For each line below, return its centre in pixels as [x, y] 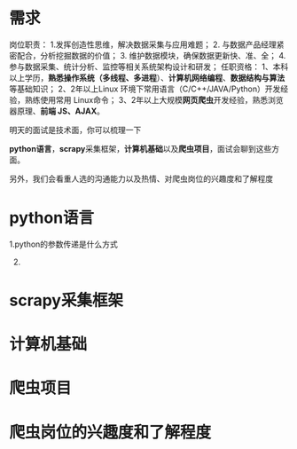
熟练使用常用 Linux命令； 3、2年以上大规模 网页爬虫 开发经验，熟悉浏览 [154, 99]
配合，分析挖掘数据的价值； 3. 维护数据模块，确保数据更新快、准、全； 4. [151, 55]
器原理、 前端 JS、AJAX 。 [57, 111]
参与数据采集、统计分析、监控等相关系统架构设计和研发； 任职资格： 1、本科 [149, 67]
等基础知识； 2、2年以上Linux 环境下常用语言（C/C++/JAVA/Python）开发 [145, 89]
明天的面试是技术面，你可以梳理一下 [75, 130]
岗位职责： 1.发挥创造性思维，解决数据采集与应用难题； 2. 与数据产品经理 [143, 44]
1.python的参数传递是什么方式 [63, 244]
